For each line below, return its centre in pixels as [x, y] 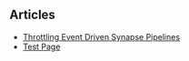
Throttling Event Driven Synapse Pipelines [101, 36]
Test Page [41, 46]
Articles [33, 15]
